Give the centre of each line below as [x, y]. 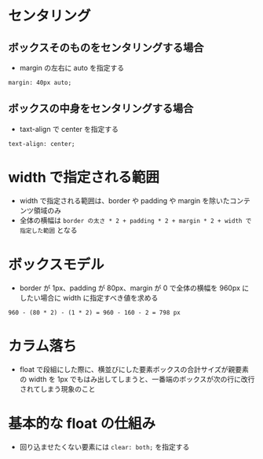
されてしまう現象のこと [57, 388]
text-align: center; [42, 144]
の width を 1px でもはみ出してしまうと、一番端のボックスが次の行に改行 [137, 379]
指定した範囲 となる [48, 230]
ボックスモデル [56, 264]
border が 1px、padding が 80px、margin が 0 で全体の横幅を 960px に [134, 288]
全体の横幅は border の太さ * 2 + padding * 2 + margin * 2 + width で [135, 220]
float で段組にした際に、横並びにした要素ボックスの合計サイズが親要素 [134, 369]
